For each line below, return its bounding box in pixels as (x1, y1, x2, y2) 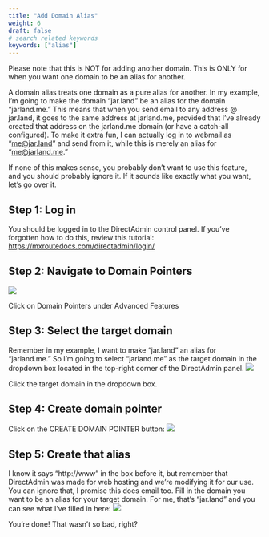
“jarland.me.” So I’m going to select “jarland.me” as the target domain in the (8, 353, 258, 363)
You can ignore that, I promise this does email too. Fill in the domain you (8, 486, 246, 495)
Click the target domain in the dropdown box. (8, 378, 158, 389)
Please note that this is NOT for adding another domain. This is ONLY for (8, 63, 247, 73)
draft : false (8, 26, 52, 34)
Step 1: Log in (8, 203, 76, 216)
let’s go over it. (8, 180, 58, 189)
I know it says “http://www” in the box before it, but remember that (8, 469, 228, 478)
